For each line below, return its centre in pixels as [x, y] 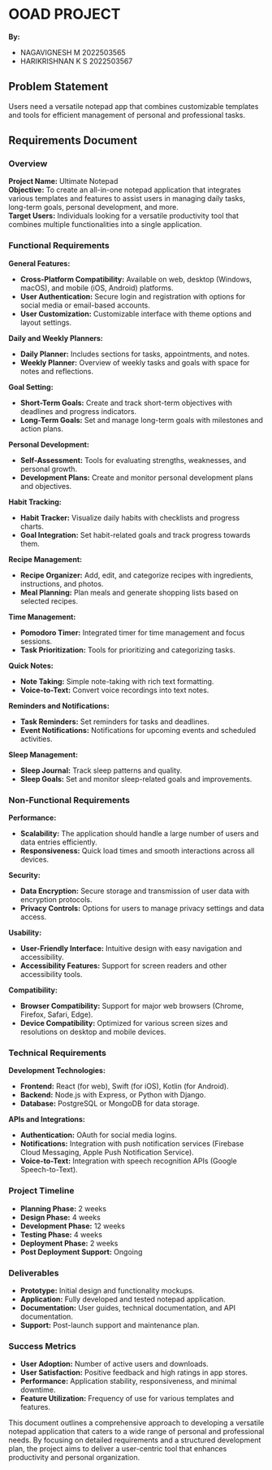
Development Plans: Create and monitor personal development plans [136, 478]
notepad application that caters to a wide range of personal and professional [136, 1432]
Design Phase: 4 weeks [60, 1217]
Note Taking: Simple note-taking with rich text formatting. [117, 681]
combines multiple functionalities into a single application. [105, 225]
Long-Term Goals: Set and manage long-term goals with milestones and [142, 420]
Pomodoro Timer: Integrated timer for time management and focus [132, 632]
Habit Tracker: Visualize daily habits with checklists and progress [130, 517]
